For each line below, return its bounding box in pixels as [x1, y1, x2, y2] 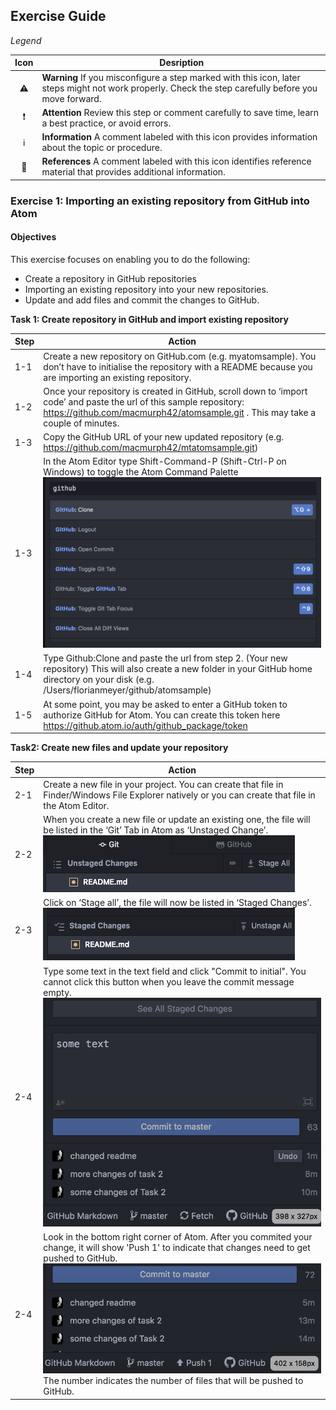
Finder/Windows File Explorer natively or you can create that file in [43, 789, 316, 801]
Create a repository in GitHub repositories [24, 272, 197, 284]
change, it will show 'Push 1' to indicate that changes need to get [43, 1242, 311, 1254]
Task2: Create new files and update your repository [10, 742, 229, 754]
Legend [10, 34, 42, 46]
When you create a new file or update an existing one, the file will [43, 814, 311, 826]
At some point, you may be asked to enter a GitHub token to [43, 698, 288, 710]
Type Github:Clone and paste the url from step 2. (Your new [43, 652, 288, 664]
